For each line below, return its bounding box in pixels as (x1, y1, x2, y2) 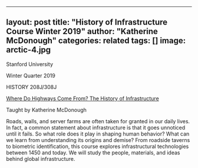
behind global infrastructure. (6, 155, 75, 162)
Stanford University (6, 60, 54, 68)
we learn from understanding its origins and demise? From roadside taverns (6, 136, 190, 143)
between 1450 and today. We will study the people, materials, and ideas (6, 149, 180, 156)
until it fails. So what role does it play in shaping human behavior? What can (6, 130, 190, 137)
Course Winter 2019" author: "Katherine (6, 27, 158, 37)
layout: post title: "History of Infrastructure (6, 17, 168, 27)
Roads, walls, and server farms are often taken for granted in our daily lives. (6, 117, 190, 124)
